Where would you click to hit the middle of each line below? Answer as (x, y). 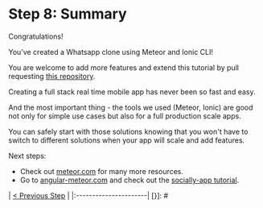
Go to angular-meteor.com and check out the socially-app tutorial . (129, 180)
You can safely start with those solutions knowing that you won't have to (128, 131)
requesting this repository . (52, 76)
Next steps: (27, 156)
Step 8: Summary (68, 14)
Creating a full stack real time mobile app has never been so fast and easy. (132, 92)
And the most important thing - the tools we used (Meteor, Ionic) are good (131, 107)
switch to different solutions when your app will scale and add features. (127, 140)
